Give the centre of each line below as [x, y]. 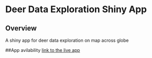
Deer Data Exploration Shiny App [76, 9]
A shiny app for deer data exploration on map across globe [67, 40]
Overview [21, 28]
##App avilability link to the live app [43, 50]
